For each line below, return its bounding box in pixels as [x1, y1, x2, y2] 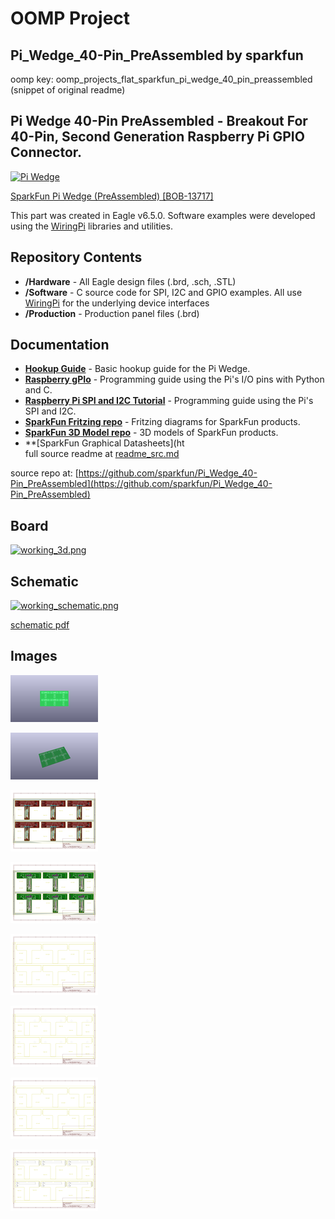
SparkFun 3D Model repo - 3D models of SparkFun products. [24, 427, 279, 439]
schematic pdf [10, 619, 70, 631]
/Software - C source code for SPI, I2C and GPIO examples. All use [24, 286, 303, 298]
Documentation [10, 337, 110, 354]
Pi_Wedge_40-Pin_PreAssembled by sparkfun [10, 47, 304, 64]
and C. [24, 384, 53, 396]
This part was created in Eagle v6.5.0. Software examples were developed [10, 209, 316, 221]
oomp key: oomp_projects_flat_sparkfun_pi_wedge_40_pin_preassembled [10, 73, 313, 85]
